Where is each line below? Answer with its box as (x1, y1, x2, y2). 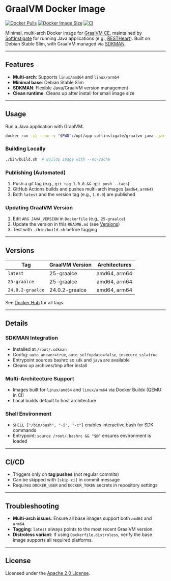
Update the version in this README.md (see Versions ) (12, 221, 120, 227)
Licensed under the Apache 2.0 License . (5, 570, 91, 576)
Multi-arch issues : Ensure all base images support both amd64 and (12, 515, 152, 521)
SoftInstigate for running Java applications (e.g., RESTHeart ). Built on (5, 35, 151, 41)
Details (5, 319, 28, 328)
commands (12, 427, 37, 433)
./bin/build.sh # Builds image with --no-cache (5, 157, 110, 162)
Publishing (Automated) (5, 169, 66, 176)
